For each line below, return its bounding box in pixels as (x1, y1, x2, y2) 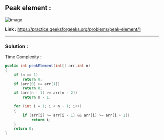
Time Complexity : (5, 54, 42, 60)
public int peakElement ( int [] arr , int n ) (5, 63, 91, 69)
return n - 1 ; (22, 95, 51, 100)
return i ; (31, 117, 51, 122)
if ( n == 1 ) (14, 72, 38, 77)
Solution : (5, 43, 28, 50)
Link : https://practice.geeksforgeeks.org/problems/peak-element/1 (5, 26, 141, 32)
